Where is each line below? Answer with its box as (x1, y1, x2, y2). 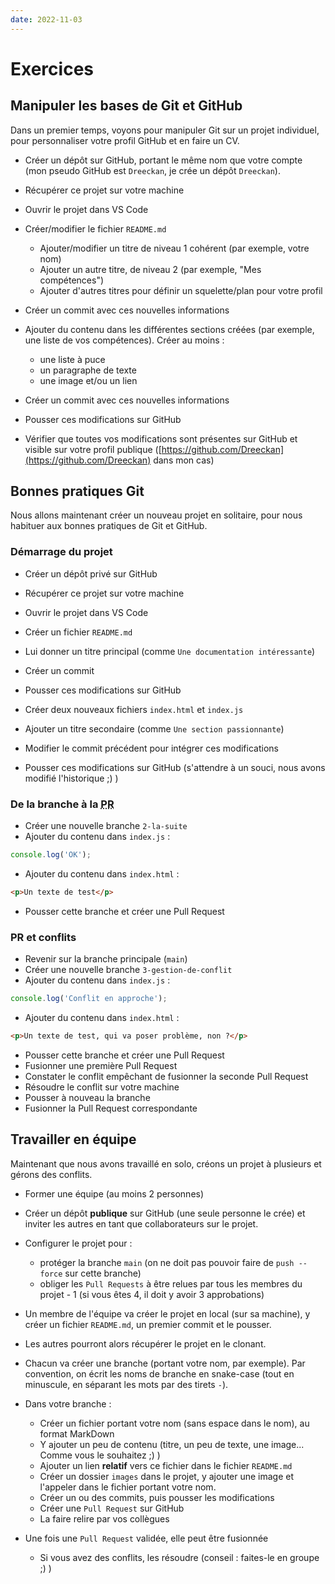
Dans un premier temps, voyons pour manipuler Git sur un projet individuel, (10, 124, 320, 136)
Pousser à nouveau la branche (24, 1091, 151, 1103)
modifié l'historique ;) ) (24, 772, 119, 784)
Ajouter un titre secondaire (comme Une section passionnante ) (24, 722, 285, 735)
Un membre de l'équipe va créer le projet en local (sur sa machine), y (24, 1307, 311, 1320)
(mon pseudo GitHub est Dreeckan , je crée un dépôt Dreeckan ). (24, 164, 281, 176)
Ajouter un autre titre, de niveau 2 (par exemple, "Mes (39, 263, 262, 275)
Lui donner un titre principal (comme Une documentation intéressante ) (24, 645, 316, 657)
